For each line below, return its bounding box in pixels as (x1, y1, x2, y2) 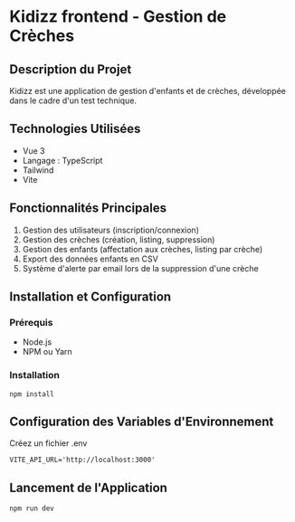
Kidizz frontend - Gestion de (9, 6, 227, 27)
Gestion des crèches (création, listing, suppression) (22, 233, 215, 245)
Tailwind (22, 165, 54, 176)
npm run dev (9, 504, 54, 513)
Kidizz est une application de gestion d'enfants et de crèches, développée (9, 86, 287, 96)
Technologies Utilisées (9, 121, 141, 137)
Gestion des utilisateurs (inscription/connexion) (22, 224, 199, 235)
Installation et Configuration (9, 289, 172, 305)
